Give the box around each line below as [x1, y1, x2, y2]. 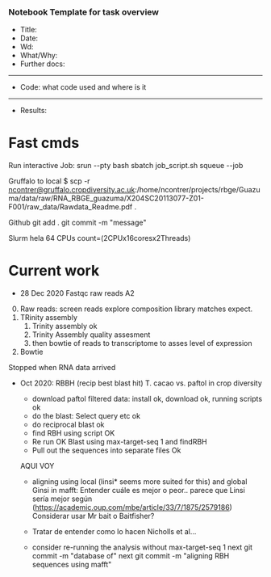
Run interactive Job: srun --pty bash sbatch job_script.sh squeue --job [8, 161, 244, 171]
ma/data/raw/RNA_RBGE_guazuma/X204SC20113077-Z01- [8, 193, 204, 204]
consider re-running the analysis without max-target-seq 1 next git [31, 542, 252, 552]
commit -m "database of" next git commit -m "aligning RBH [31, 551, 230, 561]
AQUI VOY [19, 461, 55, 471]
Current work [8, 262, 100, 280]
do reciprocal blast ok [31, 419, 105, 430]
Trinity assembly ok [31, 322, 98, 331]
